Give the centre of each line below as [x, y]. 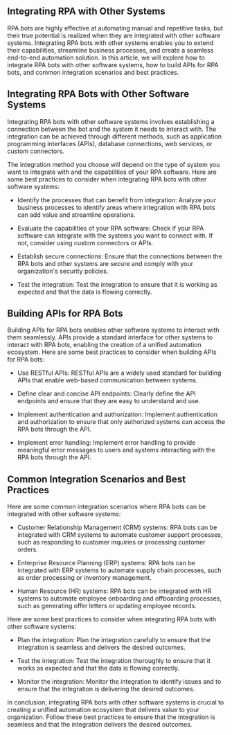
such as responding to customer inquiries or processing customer [111, 542]
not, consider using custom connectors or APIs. [85, 242]
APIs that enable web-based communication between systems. [107, 380]
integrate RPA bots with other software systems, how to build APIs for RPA [113, 64]
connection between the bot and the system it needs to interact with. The [112, 129]
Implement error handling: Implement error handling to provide [106, 443]
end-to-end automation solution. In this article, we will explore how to [106, 57]
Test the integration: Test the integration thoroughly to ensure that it [114, 661]
